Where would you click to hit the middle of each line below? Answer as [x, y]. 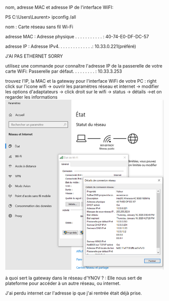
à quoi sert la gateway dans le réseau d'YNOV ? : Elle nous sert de [74, 278]
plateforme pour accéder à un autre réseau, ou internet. [63, 283]
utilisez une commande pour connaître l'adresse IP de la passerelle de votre [84, 66]
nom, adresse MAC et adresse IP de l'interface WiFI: [59, 7]
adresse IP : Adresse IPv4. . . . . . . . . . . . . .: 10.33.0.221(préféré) [71, 46]
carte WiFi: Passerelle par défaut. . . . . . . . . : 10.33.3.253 [64, 71]
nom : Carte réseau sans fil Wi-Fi [39, 27]
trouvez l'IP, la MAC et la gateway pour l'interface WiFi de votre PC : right [81, 81]
